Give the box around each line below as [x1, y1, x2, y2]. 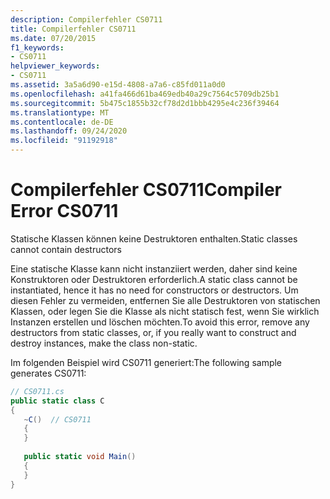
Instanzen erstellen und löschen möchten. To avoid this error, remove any [10, 316, 310, 328]
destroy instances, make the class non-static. [10, 337, 198, 349]
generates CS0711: [10, 367, 87, 379]
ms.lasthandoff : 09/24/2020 [10, 126, 128, 136]
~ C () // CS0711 [23, 414, 92, 425]
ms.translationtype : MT [10, 107, 110, 118]
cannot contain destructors [10, 243, 122, 255]
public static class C [10, 396, 105, 406]
